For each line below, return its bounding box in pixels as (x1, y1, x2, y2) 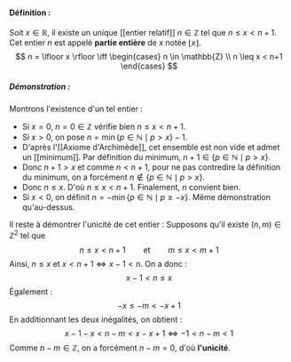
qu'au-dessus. (21, 202, 75, 213)
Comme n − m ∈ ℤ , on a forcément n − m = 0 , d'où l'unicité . (9, 342, 231, 353)
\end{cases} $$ (120, 60, 178, 71)
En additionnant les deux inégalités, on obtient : (9, 314, 183, 325)
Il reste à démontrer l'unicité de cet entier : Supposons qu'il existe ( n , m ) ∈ (9, 219, 281, 230)
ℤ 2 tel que (9, 229, 46, 240)
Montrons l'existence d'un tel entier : (9, 103, 144, 115)
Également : (9, 286, 53, 297)
